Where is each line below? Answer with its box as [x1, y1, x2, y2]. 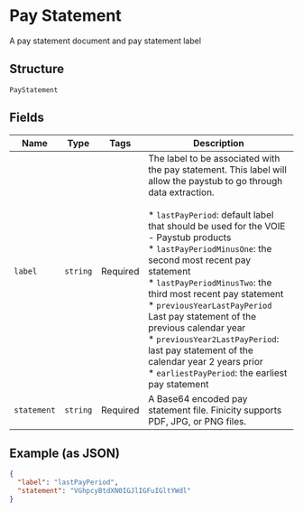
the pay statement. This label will [148, 163, 287, 176]
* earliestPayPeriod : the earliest [148, 367, 288, 379]
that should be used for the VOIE [148, 219, 286, 232]
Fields [9, 110, 45, 126]
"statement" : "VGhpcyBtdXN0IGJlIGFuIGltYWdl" [17, 487, 192, 496]
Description [192, 136, 245, 149]
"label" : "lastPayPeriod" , [17, 478, 119, 488]
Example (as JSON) [9, 445, 120, 461]
